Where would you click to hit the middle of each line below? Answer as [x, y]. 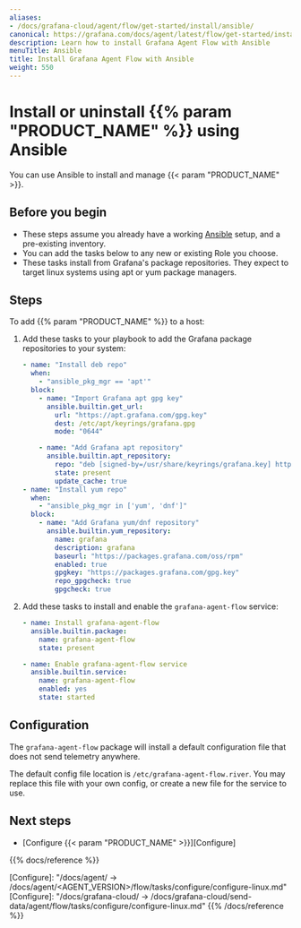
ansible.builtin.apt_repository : [109, 456]
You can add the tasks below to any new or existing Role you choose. [150, 253]
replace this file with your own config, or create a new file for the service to [148, 783]
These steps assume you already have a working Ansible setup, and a [151, 234]
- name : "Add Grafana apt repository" [111, 448]
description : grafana [95, 547]
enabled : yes [63, 689]
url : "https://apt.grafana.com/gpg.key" [131, 415]
